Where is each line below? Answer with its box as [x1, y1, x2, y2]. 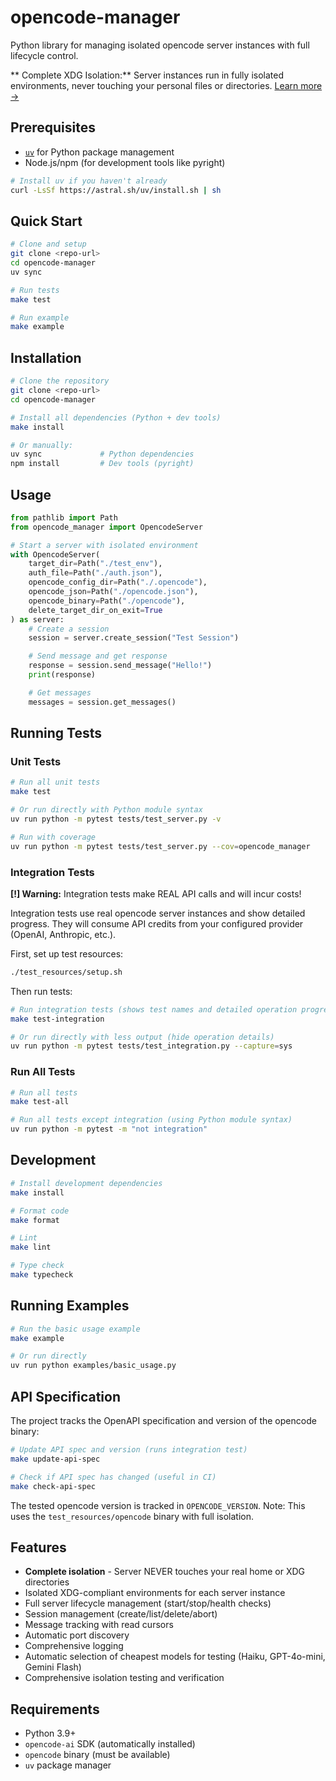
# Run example [10, 312, 70, 323]
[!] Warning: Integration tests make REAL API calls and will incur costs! [10, 887, 302, 900]
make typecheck [10, 1270, 74, 1280]
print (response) [28, 670, 97, 680]
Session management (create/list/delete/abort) [24, 1608, 218, 1620]
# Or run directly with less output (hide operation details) [10, 1032, 275, 1042]
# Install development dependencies [10, 1178, 163, 1188]
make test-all [10, 1097, 70, 1107]
